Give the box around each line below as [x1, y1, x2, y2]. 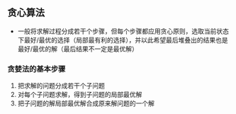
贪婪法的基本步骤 [7, 64, 66, 74]
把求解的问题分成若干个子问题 [17, 81, 105, 90]
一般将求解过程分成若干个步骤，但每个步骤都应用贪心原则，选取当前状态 [17, 27, 229, 35]
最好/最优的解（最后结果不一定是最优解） [17, 45, 138, 53]
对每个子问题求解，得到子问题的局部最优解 [17, 91, 142, 99]
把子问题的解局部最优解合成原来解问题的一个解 [17, 99, 154, 108]
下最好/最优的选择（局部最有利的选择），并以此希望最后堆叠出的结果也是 [17, 35, 228, 44]
